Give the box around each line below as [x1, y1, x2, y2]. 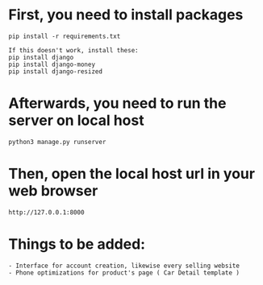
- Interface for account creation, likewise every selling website [8, 262, 240, 270]
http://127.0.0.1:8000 [8, 208, 85, 217]
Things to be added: [8, 235, 146, 253]
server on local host [8, 111, 144, 130]
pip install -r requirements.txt [8, 32, 121, 40]
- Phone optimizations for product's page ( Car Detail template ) [8, 268, 240, 277]
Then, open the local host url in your [8, 165, 256, 183]
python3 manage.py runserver [8, 138, 106, 146]
